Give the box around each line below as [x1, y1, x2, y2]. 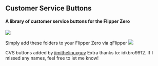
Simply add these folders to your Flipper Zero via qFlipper [5, 40, 127, 46]
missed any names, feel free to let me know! [5, 55, 99, 61]
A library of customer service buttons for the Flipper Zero [5, 18, 130, 24]
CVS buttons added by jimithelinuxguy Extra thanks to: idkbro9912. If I [5, 49, 153, 55]
